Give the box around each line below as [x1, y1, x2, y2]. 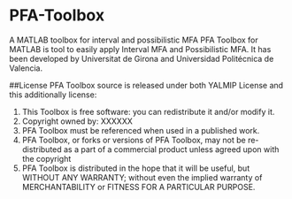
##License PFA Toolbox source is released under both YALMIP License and [9, 80, 284, 90]
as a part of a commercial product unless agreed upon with [63, 143, 280, 155]
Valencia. [9, 63, 42, 73]
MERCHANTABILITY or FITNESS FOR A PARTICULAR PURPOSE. [21, 181, 256, 192]
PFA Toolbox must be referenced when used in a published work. [21, 125, 260, 135]
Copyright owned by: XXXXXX [21, 116, 133, 126]
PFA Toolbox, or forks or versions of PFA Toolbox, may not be [21, 134, 246, 145]
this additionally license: [9, 89, 97, 100]
